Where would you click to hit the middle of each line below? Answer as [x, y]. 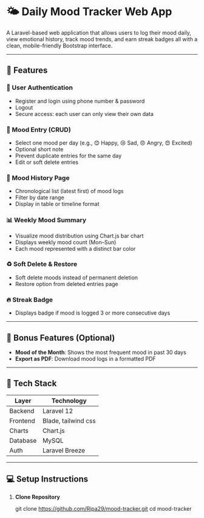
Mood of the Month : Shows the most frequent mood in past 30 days [100, 352]
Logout [24, 107]
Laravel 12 [58, 411]
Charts [19, 431]
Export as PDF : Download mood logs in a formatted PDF [85, 358]
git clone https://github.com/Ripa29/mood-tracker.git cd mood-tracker [103, 508]
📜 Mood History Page [38, 178]
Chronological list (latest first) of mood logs [69, 191]
